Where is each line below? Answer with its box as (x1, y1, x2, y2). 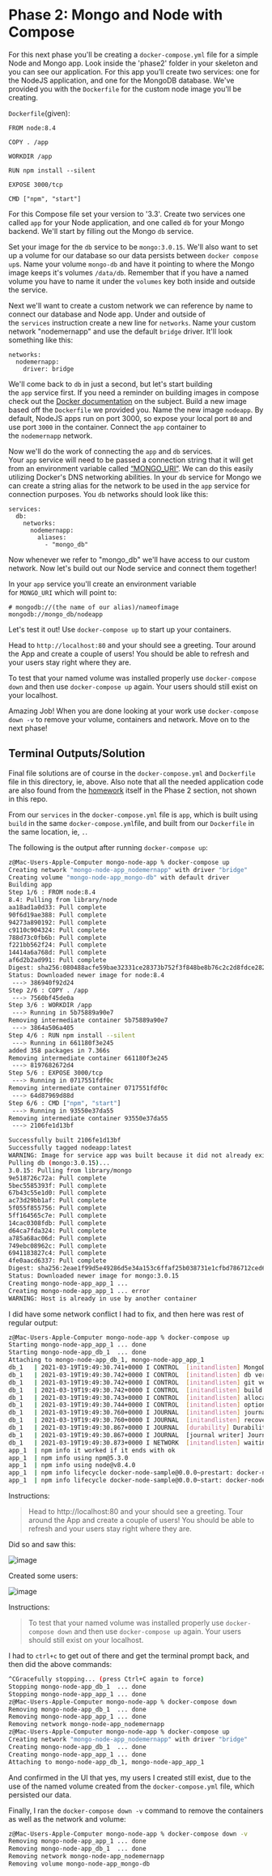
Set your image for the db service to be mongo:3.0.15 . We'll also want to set (8, 241, 258, 252)
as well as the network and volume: (8, 1814, 127, 1823)
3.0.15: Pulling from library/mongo (8, 1166, 132, 1175)
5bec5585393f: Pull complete (8, 1181, 107, 1189)
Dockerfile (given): (8, 108, 70, 118)
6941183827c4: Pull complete (8, 1249, 107, 1257)
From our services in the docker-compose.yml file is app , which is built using (8, 810, 258, 819)
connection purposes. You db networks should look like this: (8, 489, 209, 499)
